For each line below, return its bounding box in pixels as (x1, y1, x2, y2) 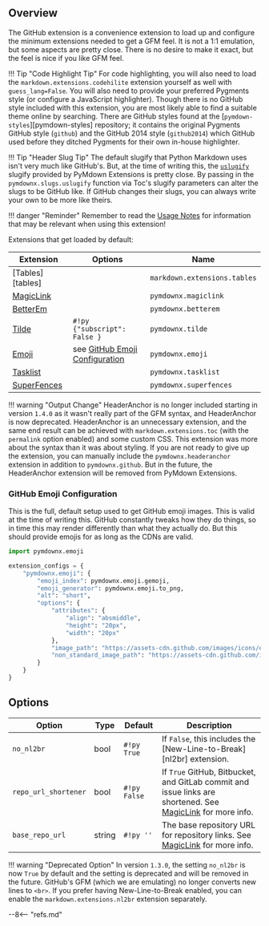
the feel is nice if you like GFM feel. (8, 53, 124, 63)
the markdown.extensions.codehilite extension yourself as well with (8, 77, 232, 87)
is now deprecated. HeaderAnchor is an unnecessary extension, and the (8, 417, 247, 427)
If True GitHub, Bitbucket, (161, 766, 256, 777)
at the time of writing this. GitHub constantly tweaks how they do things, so (8, 515, 256, 524)
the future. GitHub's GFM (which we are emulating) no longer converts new (8, 877, 257, 887)
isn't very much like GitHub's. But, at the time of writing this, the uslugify (8, 160, 250, 171)
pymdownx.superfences (150, 380, 232, 390)
